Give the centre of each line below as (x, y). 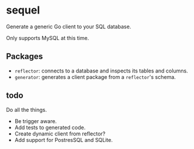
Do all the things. (26, 110)
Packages (24, 57)
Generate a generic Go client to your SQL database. (68, 27)
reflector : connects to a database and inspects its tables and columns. (101, 71)
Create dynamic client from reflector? (60, 134)
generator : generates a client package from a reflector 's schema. (95, 77)
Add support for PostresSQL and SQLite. (63, 140)
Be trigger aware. (36, 121)
